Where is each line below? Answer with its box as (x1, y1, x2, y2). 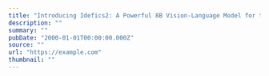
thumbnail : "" (8, 56, 56, 64)
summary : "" (8, 26, 48, 34)
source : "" (8, 41, 45, 49)
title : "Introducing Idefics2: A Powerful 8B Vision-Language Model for (8, 11, 256, 20)
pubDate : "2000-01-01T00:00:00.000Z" (8, 33, 134, 42)
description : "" (8, 19, 62, 27)
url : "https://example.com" (8, 48, 102, 56)
